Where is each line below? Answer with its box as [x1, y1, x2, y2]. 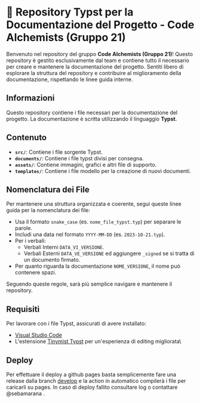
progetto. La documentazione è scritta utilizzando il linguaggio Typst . [6, 115, 177, 122]
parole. [14, 225, 33, 232]
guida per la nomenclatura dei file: [6, 207, 91, 214]
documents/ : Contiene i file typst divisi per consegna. [14, 154, 144, 162]
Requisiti [6, 304, 40, 314]
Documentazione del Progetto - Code [6, 18, 195, 32]
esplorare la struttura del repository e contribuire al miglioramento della [6, 69, 181, 76]
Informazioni [6, 93, 55, 103]
